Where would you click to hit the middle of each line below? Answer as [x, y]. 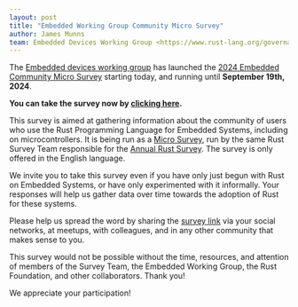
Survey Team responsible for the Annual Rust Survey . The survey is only [141, 149]
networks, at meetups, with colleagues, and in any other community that [141, 231]
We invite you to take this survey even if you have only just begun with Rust [147, 176]
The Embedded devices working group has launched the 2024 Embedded [144, 67]
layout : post [33, 17]
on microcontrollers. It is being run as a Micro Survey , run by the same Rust [147, 139]
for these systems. [43, 204]
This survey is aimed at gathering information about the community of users [148, 121]
